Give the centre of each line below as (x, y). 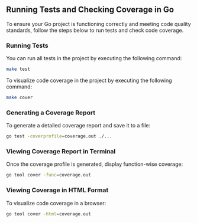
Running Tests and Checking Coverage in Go (90, 10)
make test (18, 69)
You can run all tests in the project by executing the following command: (94, 58)
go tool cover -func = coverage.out (49, 175)
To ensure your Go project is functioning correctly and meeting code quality (98, 24)
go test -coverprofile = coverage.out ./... (59, 136)
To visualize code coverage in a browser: (56, 203)
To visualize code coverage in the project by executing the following (89, 80)
